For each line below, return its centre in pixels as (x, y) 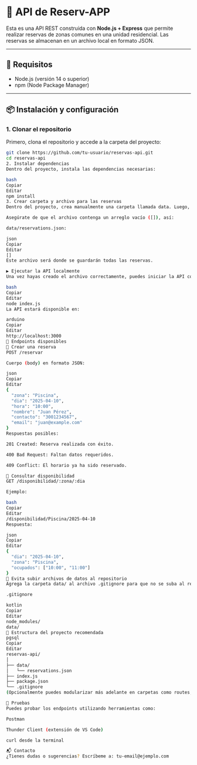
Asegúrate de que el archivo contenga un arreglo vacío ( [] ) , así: (90, 218)
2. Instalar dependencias (38, 164)
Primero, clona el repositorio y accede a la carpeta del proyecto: (84, 142)
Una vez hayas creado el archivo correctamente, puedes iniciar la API (95, 277)
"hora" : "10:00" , (33, 406)
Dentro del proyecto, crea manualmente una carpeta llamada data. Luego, (98, 207)
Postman (16, 719)
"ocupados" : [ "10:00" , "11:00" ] (51, 568)
